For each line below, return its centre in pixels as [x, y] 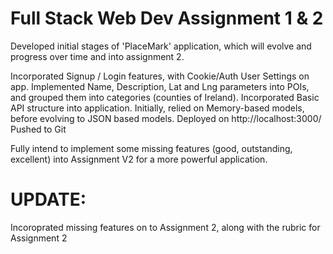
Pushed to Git [38, 129]
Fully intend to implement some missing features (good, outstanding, [151, 148]
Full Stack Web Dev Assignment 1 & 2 [167, 18]
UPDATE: [48, 199]
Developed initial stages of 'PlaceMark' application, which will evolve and [161, 46]
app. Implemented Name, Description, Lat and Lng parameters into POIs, [160, 86]
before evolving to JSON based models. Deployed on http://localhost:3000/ [166, 118]
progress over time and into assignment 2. [97, 56]
